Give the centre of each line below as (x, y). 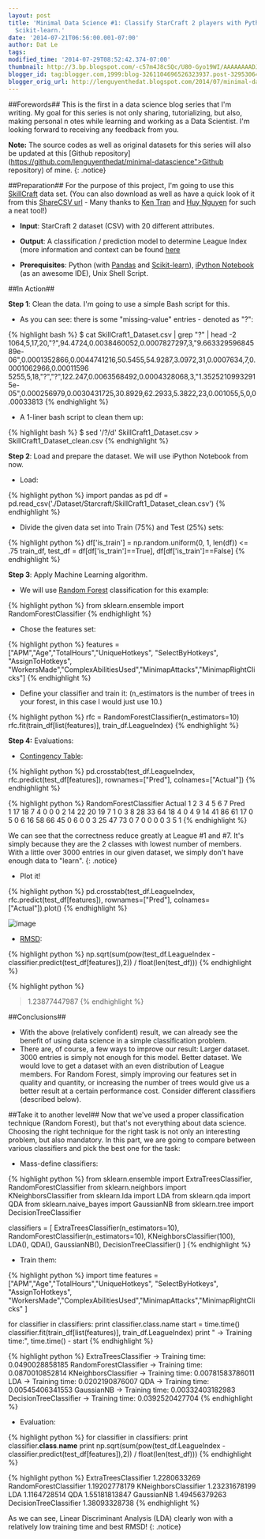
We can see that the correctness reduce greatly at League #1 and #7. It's (126, 836)
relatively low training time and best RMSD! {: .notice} (95, 1526)
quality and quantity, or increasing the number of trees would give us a (134, 1082)
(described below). (50, 1099)
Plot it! (30, 876)
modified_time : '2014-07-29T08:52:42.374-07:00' (90, 60)
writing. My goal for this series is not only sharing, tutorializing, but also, (125, 112)
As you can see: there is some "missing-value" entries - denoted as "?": (136, 319)
